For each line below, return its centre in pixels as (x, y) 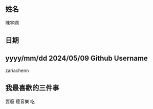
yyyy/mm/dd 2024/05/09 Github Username (77, 58)
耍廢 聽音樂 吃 (20, 101)
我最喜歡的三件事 (32, 88)
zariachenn (17, 70)
